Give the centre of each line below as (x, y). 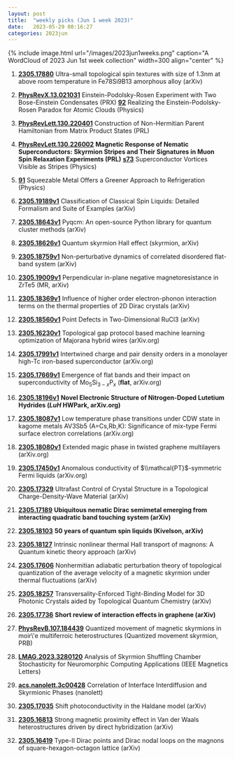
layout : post (27, 14)
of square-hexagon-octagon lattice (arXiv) (79, 748)
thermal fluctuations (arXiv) (57, 580)
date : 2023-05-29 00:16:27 (50, 27)
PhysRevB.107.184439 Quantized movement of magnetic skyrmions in (120, 628)
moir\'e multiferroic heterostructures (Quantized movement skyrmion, (118, 636)
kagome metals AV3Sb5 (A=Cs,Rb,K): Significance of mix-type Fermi (117, 426)
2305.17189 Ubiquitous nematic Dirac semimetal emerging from (113, 510)
